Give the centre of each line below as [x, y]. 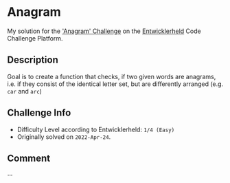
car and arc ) [25, 91]
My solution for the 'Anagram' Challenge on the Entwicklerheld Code [104, 31]
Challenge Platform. [35, 38]
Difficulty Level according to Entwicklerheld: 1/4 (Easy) [96, 129]
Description [33, 60]
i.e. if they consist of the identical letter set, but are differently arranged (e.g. [115, 84]
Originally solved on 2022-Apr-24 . [64, 137]
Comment [29, 158]
